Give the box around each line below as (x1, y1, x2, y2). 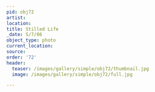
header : (6, 60, 26, 66)
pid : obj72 (6, 9, 34, 15)
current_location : (6, 43, 53, 49)
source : (6, 49, 26, 55)
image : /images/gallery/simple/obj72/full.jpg (12, 71, 133, 77)
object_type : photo (6, 37, 56, 43)
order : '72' (6, 54, 37, 60)
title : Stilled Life (6, 26, 59, 32)
